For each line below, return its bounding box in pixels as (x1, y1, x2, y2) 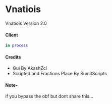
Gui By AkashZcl (12, 65, 47, 71)
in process (5, 43, 28, 48)
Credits (5, 54, 21, 60)
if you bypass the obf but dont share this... (5, 93, 93, 99)
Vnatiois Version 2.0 (5, 20, 47, 26)
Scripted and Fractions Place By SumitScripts (12, 71, 107, 77)
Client (5, 32, 19, 38)
